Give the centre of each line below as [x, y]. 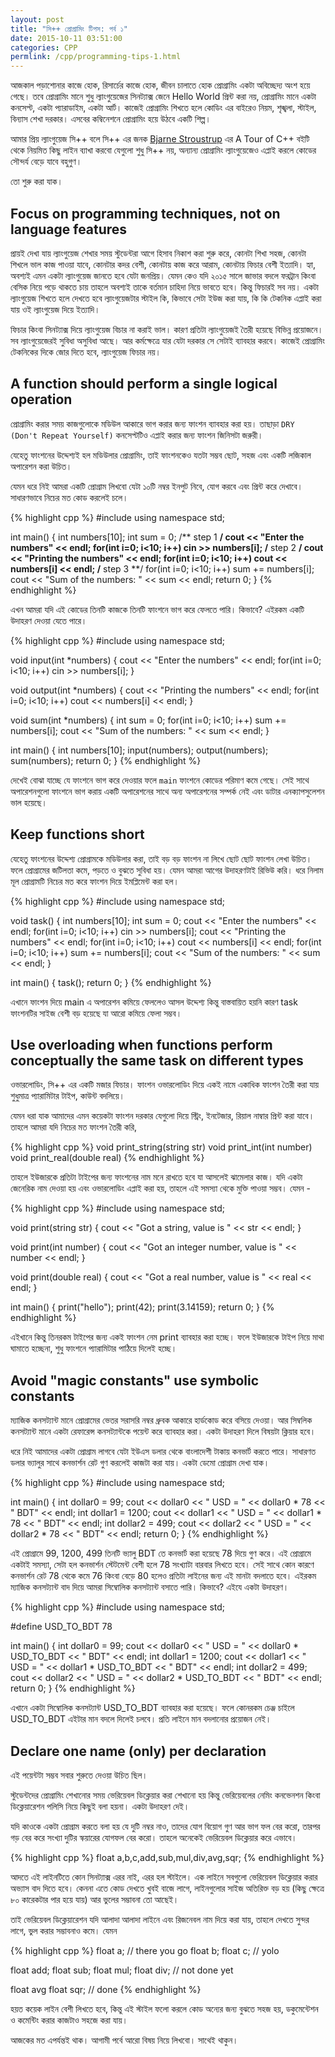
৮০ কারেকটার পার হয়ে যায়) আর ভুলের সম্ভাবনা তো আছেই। [95, 1899]
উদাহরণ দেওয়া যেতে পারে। [49, 620]
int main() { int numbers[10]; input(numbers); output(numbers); [139, 750]
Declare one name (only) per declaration [138, 1751]
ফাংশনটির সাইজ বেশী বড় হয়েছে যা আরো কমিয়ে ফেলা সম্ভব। [96, 1013]
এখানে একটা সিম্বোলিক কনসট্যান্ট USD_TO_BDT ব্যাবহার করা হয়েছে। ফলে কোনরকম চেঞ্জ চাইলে [152, 1708]
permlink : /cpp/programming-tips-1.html [96, 57]
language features [69, 229]
